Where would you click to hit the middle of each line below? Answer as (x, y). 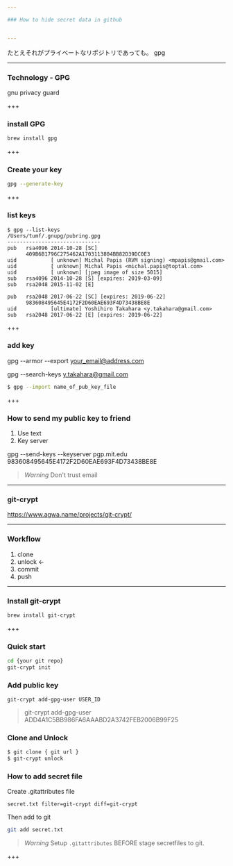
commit (28, 569)
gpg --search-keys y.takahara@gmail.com (68, 374)
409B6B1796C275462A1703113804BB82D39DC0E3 (88, 254)
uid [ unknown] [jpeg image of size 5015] (85, 272)
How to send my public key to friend (69, 418)
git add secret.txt (35, 830)
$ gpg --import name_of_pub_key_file (62, 387)
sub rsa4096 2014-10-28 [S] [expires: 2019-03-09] (85, 278)
